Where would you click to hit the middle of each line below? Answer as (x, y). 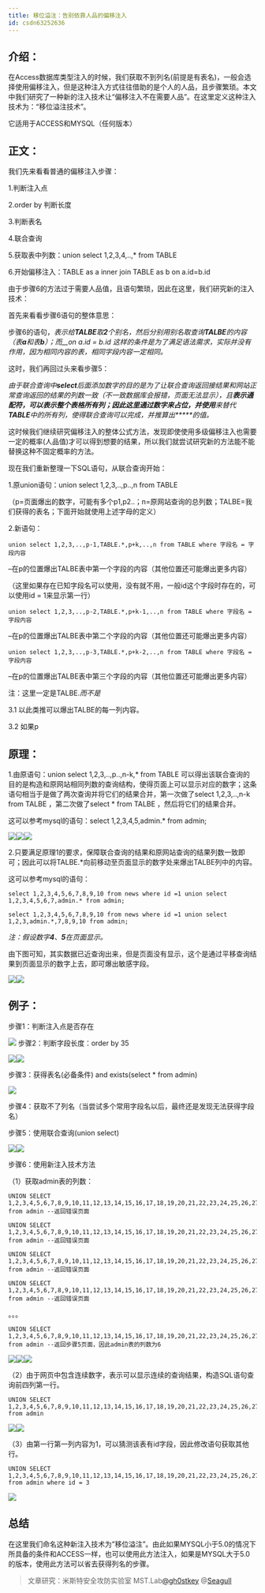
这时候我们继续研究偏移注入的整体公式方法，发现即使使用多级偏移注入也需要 (132, 432)
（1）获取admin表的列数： (51, 1181)
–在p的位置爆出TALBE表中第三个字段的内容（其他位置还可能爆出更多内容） (130, 676)
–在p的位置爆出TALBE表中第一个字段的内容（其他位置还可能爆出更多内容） (130, 569)
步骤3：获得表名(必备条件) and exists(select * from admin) (103, 1075)
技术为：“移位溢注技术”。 (49, 107)
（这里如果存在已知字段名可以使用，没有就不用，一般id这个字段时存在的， (129, 585)
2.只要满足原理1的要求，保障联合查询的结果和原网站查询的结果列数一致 (123, 852)
